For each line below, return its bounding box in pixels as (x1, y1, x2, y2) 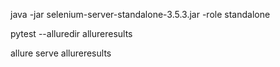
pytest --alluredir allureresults (10, 28, 133, 39)
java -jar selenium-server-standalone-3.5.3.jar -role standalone (10, 9, 271, 20)
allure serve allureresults (10, 47, 112, 59)
